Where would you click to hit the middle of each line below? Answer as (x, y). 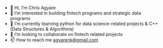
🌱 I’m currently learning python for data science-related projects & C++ (84, 23)
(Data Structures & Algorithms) (42, 29)
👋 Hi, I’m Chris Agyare (33, 8)
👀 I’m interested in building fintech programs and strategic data (75, 13)
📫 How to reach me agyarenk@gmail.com (54, 40)
